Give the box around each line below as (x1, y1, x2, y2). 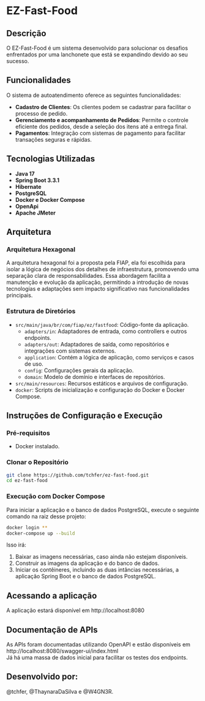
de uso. (24, 360, 44, 367)
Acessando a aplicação (6, 590, 97, 601)
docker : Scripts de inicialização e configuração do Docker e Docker (15, 386, 185, 393)
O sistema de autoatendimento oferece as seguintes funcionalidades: (6, 91, 182, 99)
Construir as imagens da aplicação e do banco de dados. (15, 559, 160, 567)
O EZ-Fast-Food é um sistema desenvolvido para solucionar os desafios (6, 44, 188, 52)
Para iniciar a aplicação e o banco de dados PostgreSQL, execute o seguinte (6, 506, 199, 513)
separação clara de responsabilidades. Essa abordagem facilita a (6, 272, 171, 280)
